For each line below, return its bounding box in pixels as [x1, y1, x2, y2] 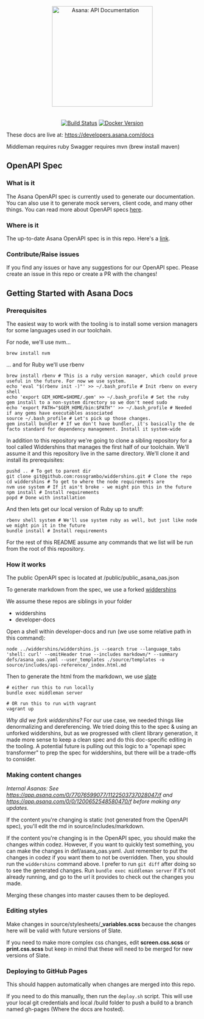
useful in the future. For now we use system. [6, 378, 127, 384]
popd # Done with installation [6, 495, 86, 501]
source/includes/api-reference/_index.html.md [6, 662, 127, 668]
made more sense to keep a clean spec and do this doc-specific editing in [6, 736, 192, 743]
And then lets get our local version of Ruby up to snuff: [6, 505, 144, 512]
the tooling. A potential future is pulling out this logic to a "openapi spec [6, 743, 186, 750]
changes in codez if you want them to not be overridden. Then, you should [6, 854, 194, 861]
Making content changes [6, 771, 82, 779]
